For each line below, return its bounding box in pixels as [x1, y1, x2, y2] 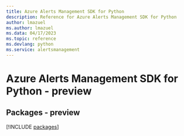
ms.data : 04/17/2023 [6, 30, 57, 36]
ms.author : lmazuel [6, 25, 54, 31]
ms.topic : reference [6, 36, 57, 42]
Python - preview [6, 84, 92, 97]
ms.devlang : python [6, 42, 54, 47]
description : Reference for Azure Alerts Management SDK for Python [6, 14, 177, 20]
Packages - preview [6, 108, 80, 118]
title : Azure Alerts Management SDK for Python [6, 8, 125, 15]
